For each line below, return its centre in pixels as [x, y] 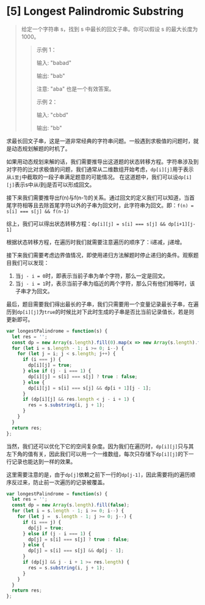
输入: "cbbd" [52, 115]
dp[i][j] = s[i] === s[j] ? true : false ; [83, 376]
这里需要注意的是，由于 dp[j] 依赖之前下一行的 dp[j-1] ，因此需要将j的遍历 [98, 474]
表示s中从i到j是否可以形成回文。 [55, 185]
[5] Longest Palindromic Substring [95, 11]
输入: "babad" [54, 63]
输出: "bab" [51, 75]
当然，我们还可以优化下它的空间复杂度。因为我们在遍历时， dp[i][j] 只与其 [100, 446]
